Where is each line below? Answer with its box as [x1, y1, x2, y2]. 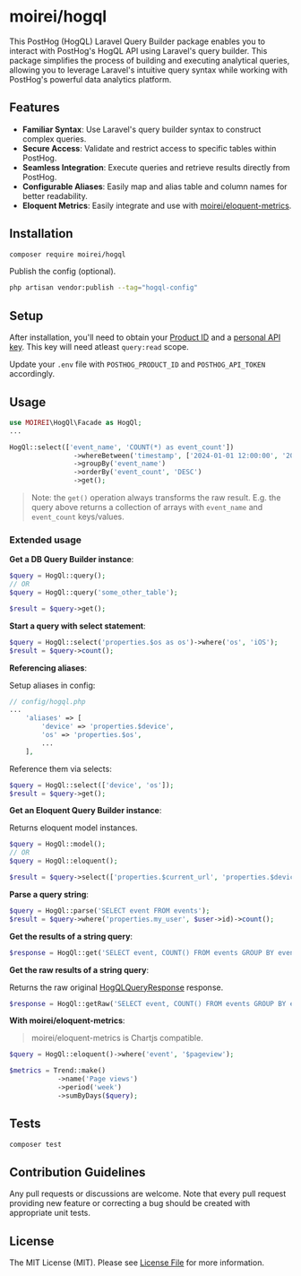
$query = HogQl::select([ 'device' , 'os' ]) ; [9, 780, 175, 790]
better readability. [21, 190, 88, 201]
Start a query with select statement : [9, 621, 146, 631]
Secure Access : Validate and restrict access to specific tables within [21, 143, 277, 153]
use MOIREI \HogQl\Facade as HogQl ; [9, 418, 142, 427]
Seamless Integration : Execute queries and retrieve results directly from [21, 161, 291, 172]
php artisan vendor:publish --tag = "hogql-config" [9, 283, 199, 292]
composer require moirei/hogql [9, 249, 126, 259]
